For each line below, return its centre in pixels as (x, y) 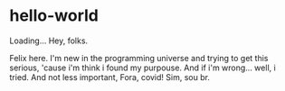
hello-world (54, 16)
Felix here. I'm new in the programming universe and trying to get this (139, 58)
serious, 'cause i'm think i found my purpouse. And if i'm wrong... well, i (142, 68)
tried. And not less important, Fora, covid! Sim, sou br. (110, 77)
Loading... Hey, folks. (49, 41)
